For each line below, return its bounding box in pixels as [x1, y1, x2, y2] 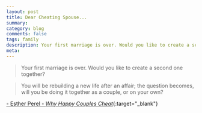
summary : [6, 20, 28, 26]
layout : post [6, 8, 39, 15]
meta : [6, 48, 20, 54]
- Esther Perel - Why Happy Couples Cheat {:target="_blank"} [6, 100, 158, 107]
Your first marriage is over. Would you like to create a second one [20, 64, 183, 71]
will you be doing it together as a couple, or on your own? [20, 88, 164, 96]
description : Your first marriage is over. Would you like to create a [6, 42, 189, 48]
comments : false [6, 31, 47, 37]
